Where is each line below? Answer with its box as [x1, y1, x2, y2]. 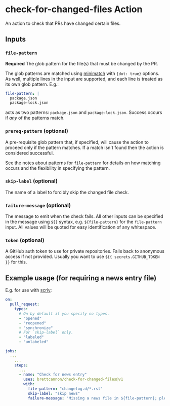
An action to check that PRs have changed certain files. [5, 20, 121, 26]
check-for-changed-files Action [5, 4, 143, 15]
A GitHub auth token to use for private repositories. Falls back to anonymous [5, 248, 164, 254]
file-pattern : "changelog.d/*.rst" [27, 386, 103, 391]
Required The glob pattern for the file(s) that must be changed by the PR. [5, 60, 158, 66]
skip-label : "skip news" [27, 391, 80, 396]
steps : [14, 362, 28, 368]
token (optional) [5, 237, 45, 244]
